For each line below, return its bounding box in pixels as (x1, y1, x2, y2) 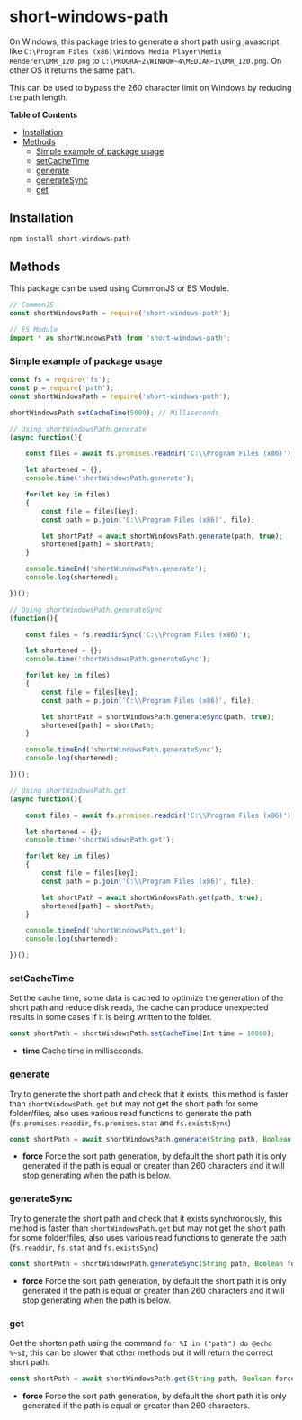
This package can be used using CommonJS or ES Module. (9, 283, 230, 294)
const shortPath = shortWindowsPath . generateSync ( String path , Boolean (9, 1259, 283, 1268)
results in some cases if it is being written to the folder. (9, 1012, 213, 1023)
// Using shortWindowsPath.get (9, 786, 127, 795)
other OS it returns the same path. (9, 65, 136, 76)
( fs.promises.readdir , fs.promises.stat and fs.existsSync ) (9, 1117, 232, 1128)
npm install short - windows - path (9, 234, 130, 243)
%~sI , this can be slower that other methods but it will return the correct (9, 1347, 274, 1358)
